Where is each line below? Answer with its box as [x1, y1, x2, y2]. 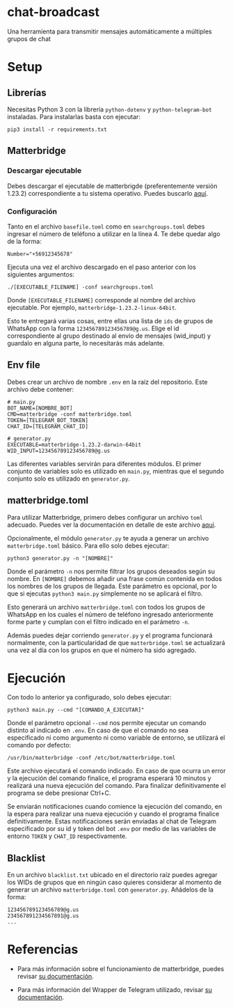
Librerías [7, 86, 47, 98]
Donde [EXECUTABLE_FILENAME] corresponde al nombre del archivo [7, 295, 196, 304]
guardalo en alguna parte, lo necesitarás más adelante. [7, 339, 165, 347]
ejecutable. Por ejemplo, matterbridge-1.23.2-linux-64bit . [7, 303, 177, 311]
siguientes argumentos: [7, 270, 75, 279]
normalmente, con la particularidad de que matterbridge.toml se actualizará [7, 638, 225, 646]
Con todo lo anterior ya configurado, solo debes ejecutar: [7, 693, 172, 701]
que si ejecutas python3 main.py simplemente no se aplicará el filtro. [7, 589, 203, 598]
